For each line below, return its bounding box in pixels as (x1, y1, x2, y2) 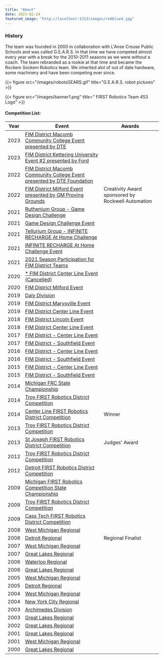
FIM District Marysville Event (25, 300, 91, 307)
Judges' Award (103, 439, 138, 446)
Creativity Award (103, 185, 142, 192)
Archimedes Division (25, 606, 72, 613)
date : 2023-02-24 (5, 12, 41, 17)
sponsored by (103, 192, 136, 198)
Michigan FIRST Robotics (25, 478, 83, 485)
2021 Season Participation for (25, 256, 94, 263)
